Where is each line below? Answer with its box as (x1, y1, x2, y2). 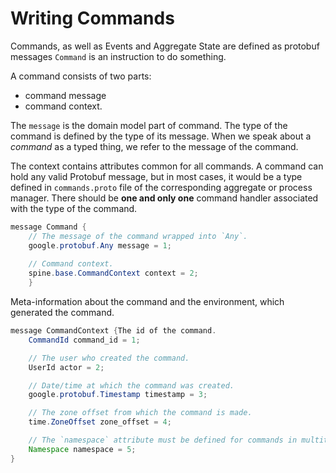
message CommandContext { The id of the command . (10, 326, 217, 336)
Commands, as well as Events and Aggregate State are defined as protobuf (10, 40, 320, 52)
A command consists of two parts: (10, 70, 152, 82)
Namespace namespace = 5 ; (28, 444, 137, 454)
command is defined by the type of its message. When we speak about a (10, 130, 312, 142)
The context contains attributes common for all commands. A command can (10, 160, 324, 172)
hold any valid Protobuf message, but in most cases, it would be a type (10, 170, 303, 182)
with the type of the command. (10, 202, 138, 214)
